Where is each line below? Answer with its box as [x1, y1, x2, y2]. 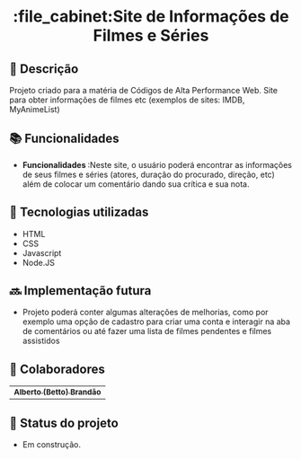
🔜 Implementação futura [9, 283, 152, 298]
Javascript [22, 247, 62, 258]
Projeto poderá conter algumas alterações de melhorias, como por [22, 307, 269, 318]
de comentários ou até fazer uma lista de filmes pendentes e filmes [22, 326, 272, 337]
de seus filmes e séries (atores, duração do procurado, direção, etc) [22, 169, 276, 180]
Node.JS [22, 257, 56, 268]
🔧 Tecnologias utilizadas [9, 205, 149, 220]
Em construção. [22, 439, 82, 450]
